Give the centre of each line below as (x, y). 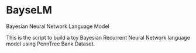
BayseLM (29, 10)
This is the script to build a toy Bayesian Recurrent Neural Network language (98, 37)
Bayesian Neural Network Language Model (58, 26)
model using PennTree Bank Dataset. (51, 44)
